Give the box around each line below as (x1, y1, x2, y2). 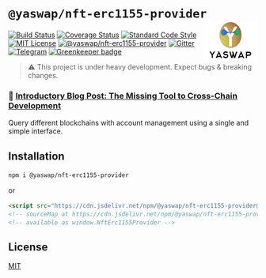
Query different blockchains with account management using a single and (8, 118, 249, 128)
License (8, 240, 48, 254)
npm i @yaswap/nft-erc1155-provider (8, 171, 129, 179)
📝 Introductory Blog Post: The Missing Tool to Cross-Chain (8, 90, 237, 101)
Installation (8, 149, 65, 163)
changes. (27, 70, 59, 80)
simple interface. (8, 126, 63, 136)
